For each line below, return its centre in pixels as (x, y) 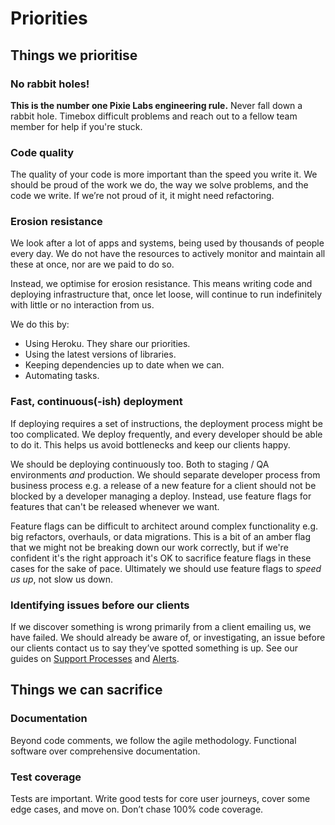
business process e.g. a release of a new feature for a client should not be (163, 485)
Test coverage (46, 777)
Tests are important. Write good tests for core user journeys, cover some (160, 799)
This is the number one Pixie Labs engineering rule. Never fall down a (156, 105)
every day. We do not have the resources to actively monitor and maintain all (168, 254)
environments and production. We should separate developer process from (165, 474)
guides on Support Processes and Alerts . (95, 659)
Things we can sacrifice (86, 690)
